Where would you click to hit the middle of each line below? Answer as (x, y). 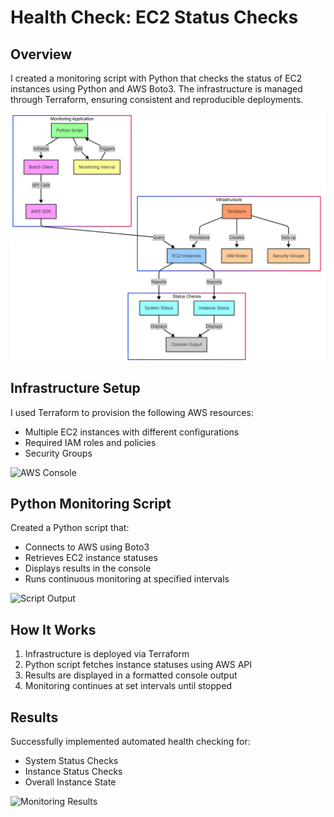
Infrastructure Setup (75, 388)
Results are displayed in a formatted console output (131, 675)
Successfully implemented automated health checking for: (130, 741)
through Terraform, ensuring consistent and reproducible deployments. (157, 99)
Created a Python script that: (70, 528)
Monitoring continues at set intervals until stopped (128, 686)
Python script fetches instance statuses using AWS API (138, 665)
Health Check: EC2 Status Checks (154, 17)
